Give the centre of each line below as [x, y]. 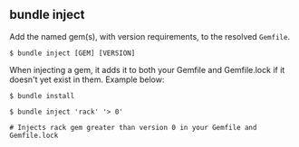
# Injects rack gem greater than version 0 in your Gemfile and [133, 127]
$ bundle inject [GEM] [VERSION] [72, 53]
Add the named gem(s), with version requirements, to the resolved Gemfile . [150, 36]
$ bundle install [42, 96]
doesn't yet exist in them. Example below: [87, 79]
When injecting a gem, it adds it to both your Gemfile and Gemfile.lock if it [147, 69]
